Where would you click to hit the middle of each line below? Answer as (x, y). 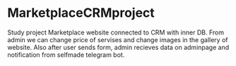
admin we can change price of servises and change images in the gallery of (118, 39)
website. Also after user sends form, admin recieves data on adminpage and (118, 47)
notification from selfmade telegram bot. (66, 55)
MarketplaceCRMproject (81, 13)
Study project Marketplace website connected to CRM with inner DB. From (116, 32)
